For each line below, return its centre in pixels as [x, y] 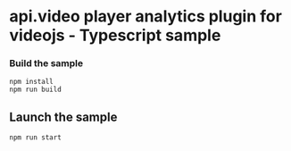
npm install [31, 82]
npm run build [36, 90]
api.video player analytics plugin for [146, 17]
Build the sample [46, 63]
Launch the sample [63, 117]
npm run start [36, 138]
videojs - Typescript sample [115, 35]
